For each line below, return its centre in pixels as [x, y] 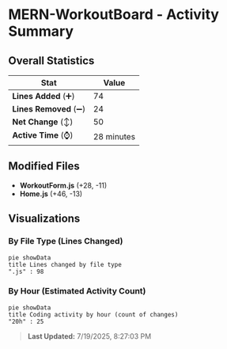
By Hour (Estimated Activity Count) [77, 291]
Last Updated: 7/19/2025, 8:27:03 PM [89, 336]
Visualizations [44, 219]
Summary [41, 31]
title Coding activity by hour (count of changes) [93, 314]
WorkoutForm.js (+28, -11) [63, 185]
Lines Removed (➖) [49, 109]
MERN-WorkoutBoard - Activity [114, 15]
